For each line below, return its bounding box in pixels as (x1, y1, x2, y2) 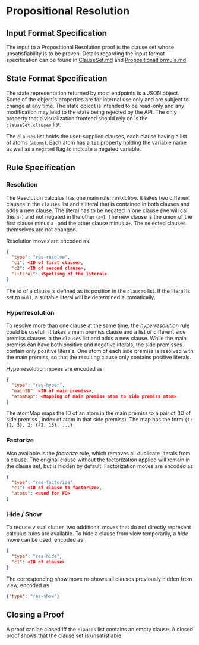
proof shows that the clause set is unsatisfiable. (6, 632, 123, 639)
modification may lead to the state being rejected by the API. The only (6, 108, 177, 116)
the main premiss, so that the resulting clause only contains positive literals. (6, 353, 191, 361)
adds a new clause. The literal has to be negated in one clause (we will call (6, 207, 189, 214)
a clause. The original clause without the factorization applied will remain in (6, 456, 191, 463)
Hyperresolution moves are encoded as (6, 365, 103, 373)
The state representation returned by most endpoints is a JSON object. (6, 89, 180, 97)
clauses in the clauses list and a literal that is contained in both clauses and (6, 200, 190, 207)
